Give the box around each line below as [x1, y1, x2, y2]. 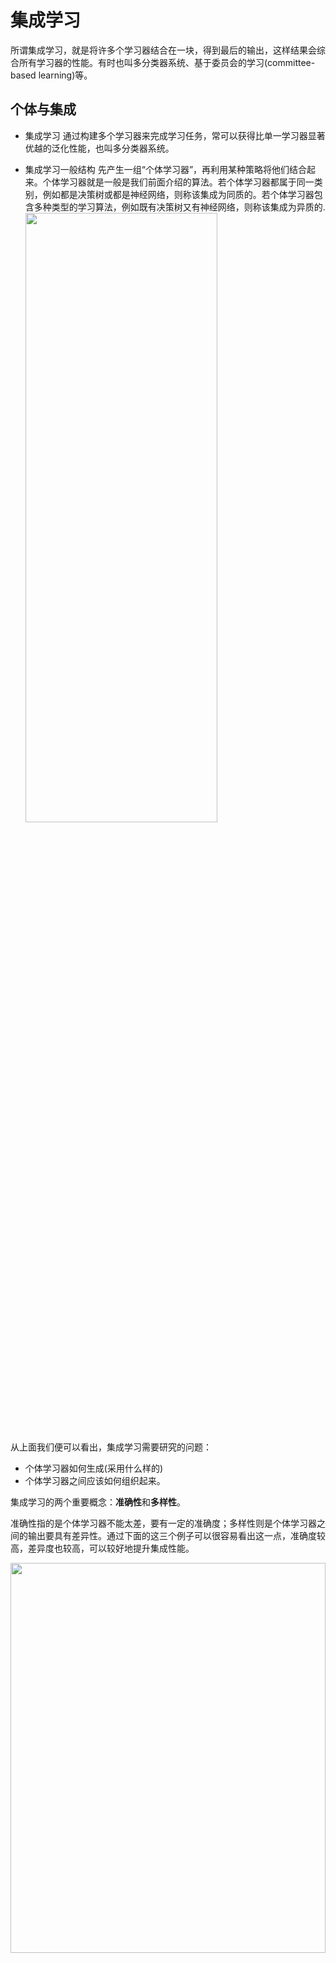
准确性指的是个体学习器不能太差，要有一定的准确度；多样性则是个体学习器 [10, 1517, 317, 1529]
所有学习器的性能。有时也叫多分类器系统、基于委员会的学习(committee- [18, 56, 316, 68]
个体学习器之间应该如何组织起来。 [24, 1474, 166, 1486]
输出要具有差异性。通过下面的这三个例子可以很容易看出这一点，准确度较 [27, 1529, 326, 1541]
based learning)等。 [10, 69, 93, 81]
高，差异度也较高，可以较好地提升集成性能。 [10, 1542, 195, 1554]
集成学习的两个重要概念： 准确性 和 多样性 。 [10, 1496, 186, 1508]
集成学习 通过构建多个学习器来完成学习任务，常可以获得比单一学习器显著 [24, 129, 326, 141]
